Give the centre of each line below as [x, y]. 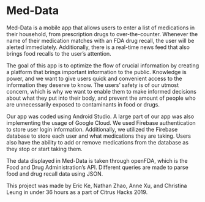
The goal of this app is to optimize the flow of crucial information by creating [103, 65]
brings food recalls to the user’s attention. [59, 53]
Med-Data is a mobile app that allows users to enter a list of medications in [101, 28]
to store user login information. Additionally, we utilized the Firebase [92, 129]
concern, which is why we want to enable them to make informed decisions [102, 91]
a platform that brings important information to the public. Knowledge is [96, 72]
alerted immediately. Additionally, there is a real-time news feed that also [98, 47]
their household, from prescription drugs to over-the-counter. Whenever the [102, 34]
